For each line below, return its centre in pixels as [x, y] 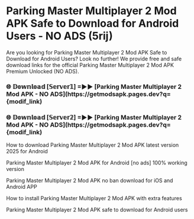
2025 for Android [27, 152]
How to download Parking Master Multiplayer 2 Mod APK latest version [93, 145]
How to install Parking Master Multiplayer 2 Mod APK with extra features [94, 198]
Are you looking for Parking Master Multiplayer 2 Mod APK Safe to [87, 52]
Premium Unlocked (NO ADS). [43, 71]
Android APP [22, 187]
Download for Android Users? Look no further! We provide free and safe [94, 59]
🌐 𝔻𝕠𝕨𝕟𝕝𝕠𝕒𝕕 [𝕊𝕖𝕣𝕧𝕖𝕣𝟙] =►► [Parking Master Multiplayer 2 [94, 86]
